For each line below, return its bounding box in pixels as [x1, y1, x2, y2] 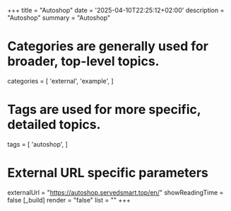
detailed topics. [7, 117, 101, 133]
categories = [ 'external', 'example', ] [7, 76, 114, 85]
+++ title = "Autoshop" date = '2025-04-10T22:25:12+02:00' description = [7, 6, 225, 14]
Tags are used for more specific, [7, 102, 201, 118]
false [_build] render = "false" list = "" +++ [7, 195, 131, 204]
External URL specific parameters [7, 165, 208, 181]
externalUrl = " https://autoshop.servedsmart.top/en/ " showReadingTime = [7, 188, 224, 197]
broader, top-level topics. [7, 53, 160, 69]
